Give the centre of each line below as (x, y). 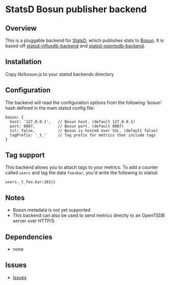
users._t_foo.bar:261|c (31, 182)
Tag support (25, 155)
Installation (23, 62)
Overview (21, 28)
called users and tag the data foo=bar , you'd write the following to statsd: (82, 173)
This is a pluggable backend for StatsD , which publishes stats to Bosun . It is (84, 40)
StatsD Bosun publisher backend (76, 9)
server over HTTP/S (34, 221)
